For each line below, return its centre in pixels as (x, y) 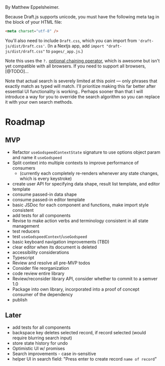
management (26, 226)
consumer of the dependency (42, 294)
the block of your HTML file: (34, 22)
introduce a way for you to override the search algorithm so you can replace (82, 97)
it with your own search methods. (39, 102)
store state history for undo (40, 343)
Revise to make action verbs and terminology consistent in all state (80, 221)
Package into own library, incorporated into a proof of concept (76, 289)
